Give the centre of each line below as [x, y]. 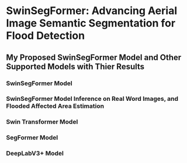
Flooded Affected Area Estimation [55, 106]
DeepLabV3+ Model [35, 154]
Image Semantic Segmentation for [91, 23]
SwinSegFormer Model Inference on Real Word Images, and [92, 99]
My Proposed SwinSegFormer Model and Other [94, 57]
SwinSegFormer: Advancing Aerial [92, 11]
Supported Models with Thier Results [75, 67]
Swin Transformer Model [42, 122]
